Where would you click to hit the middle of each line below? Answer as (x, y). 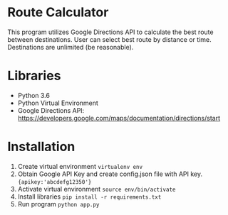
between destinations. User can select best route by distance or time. (109, 39)
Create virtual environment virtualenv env (80, 166)
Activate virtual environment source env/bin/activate (97, 189)
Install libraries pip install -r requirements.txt (89, 197)
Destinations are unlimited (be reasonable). (71, 47)
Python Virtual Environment (58, 103)
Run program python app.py (58, 204)
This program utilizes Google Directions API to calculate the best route (110, 32)
